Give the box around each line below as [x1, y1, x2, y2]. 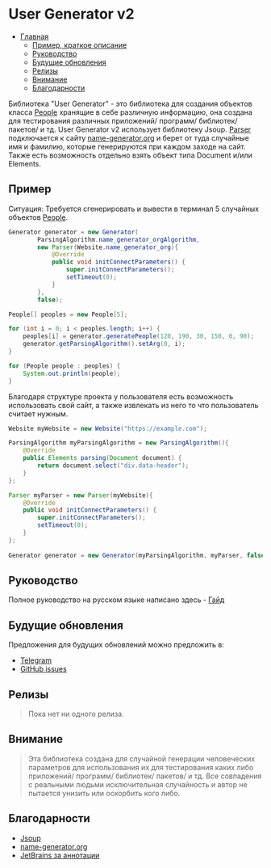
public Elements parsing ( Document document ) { [23, 454, 182, 462]
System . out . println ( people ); [23, 369, 121, 377]
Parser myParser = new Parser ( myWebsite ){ [8, 491, 153, 499]
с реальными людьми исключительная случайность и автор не [27, 779, 248, 789]
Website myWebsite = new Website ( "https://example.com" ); [8, 424, 207, 432]
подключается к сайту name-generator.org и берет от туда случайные [8, 133, 250, 142]
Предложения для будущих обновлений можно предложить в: [8, 640, 224, 650]
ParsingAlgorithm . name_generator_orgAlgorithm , [37, 235, 200, 243]
